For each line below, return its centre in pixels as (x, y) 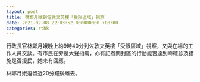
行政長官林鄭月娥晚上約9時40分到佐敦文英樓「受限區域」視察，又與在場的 (97, 46)
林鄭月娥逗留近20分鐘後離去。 (43, 73)
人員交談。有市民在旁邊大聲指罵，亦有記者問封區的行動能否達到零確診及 (100, 53)
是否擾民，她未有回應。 (40, 61)
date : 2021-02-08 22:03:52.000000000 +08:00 (62, 23)
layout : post (22, 12)
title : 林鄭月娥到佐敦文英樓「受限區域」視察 (56, 17)
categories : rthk (28, 28)
